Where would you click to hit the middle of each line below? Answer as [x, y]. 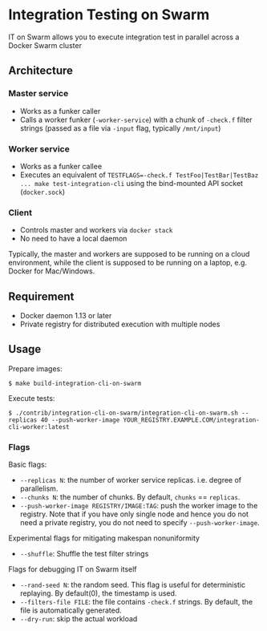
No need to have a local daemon [73, 239]
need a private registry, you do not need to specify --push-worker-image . [140, 523]
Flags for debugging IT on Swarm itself [73, 569]
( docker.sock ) [42, 192]
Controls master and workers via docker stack [96, 230]
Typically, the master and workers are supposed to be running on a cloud [129, 254]
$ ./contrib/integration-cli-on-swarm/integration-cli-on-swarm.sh [123, 413]
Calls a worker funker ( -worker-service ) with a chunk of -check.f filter [136, 119]
